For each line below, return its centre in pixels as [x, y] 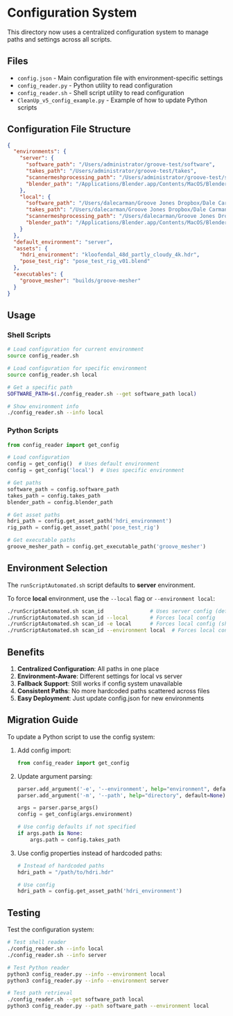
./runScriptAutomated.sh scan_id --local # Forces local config [111, 618]
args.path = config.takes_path [75, 840]
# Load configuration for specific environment [77, 369]
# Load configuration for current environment [76, 349]
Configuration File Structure [69, 129]
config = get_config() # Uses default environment [83, 464]
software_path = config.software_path [63, 489]
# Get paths [24, 483]
